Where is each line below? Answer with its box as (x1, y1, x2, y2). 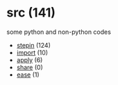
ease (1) (16, 70, 40, 79)
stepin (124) (16, 41, 51, 49)
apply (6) (16, 55, 43, 64)
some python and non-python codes (6, 28, 112, 36)
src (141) (6, 5, 56, 21)
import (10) (16, 48, 49, 57)
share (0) (16, 63, 43, 71)
